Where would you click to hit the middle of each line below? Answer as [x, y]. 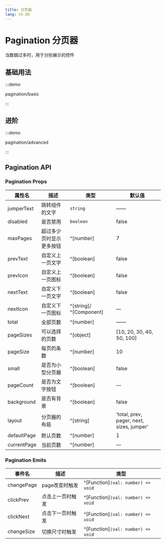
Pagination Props [26, 181]
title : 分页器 [19, 10]
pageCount [21, 385]
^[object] [80, 335]
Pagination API [28, 167]
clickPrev [18, 500]
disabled [18, 221]
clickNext [19, 517]
